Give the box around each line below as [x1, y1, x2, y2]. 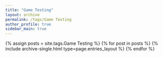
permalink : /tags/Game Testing [5, 17, 72, 22]
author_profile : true [5, 21, 51, 27]
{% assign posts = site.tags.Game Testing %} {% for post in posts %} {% [5, 40, 158, 46]
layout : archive [5, 12, 40, 17]
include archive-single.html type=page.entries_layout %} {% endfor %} [5, 46, 155, 52]
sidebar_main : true [5, 26, 47, 32]
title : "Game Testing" [5, 7, 53, 13]
